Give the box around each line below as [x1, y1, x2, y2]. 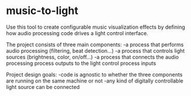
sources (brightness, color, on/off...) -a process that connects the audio [6, 53, 179, 60]
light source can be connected [6, 83, 80, 90]
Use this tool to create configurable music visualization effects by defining [6, 23, 186, 30]
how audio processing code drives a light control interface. [6, 29, 148, 36]
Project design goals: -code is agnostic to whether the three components [6, 71, 183, 78]
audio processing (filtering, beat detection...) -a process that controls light [6, 47, 185, 54]
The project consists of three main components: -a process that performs [6, 41, 184, 48]
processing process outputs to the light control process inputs [6, 60, 156, 67]
